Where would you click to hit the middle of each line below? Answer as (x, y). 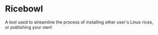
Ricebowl (24, 9)
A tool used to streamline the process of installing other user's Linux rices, (79, 22)
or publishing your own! (29, 27)
